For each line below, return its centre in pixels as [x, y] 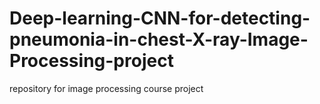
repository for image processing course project [106, 88]
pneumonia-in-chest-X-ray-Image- [159, 39]
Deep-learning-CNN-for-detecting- [160, 18]
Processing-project [91, 61]
